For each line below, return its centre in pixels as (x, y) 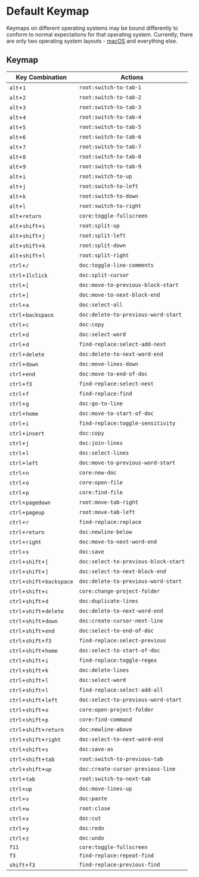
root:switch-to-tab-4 (110, 117)
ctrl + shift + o (29, 709)
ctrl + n (19, 472)
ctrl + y (19, 828)
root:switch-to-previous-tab (121, 759)
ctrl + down (24, 364)
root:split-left (103, 236)
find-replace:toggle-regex (118, 660)
